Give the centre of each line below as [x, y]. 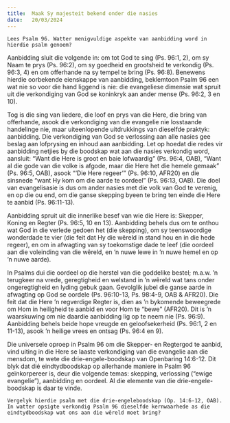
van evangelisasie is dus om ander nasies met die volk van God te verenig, [113, 187]
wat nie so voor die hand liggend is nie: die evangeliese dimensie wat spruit [114, 87]
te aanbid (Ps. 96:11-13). [41, 202]
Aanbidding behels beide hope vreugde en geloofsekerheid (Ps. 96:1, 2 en [112, 323]
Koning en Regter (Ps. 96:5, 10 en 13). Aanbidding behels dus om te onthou [113, 222]
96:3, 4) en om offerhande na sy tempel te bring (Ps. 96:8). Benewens [106, 72]
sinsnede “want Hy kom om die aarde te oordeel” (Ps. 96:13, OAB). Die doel [114, 180]
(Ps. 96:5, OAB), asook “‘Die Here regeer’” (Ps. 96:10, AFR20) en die [103, 173]
